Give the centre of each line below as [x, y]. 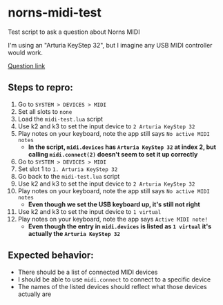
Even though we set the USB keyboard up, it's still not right [114, 204]
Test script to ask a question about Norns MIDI [74, 32]
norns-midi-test [55, 13]
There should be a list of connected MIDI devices [88, 272]
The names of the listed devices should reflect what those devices [112, 286]
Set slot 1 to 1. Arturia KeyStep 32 [68, 169]
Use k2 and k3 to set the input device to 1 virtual [89, 211]
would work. [26, 52]
